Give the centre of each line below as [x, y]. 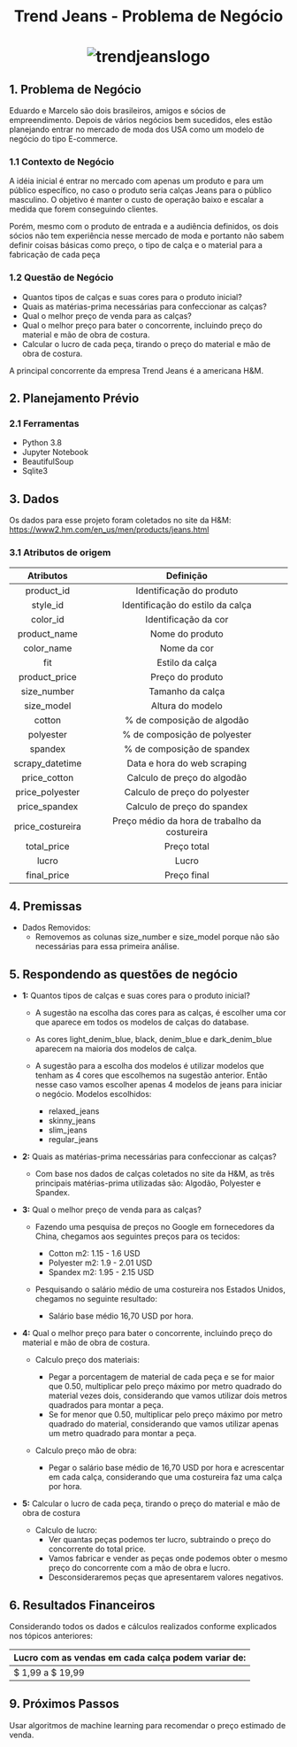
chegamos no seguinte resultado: [96, 1299]
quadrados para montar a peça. [106, 1405]
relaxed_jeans [74, 1111]
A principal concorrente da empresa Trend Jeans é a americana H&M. [136, 370]
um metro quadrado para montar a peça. [122, 1434]
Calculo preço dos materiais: [87, 1360]
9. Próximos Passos [64, 1704]
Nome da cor [187, 648]
